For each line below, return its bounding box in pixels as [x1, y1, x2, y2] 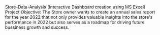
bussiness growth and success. [5, 24, 69, 30]
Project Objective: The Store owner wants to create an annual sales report [5, 9, 155, 15]
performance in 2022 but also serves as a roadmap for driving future [5, 19, 145, 25]
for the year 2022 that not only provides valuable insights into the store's [5, 14, 153, 20]
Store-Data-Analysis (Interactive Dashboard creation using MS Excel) [5, 4, 146, 10]
